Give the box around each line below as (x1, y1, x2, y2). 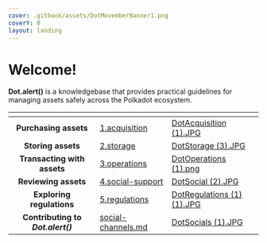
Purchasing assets (15, 122, 89, 133)
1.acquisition (99, 122, 149, 133)
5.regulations (99, 194, 149, 205)
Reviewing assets (17, 176, 87, 187)
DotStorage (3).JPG (171, 141, 246, 152)
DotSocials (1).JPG (171, 217, 244, 228)
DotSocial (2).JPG (171, 176, 239, 187)
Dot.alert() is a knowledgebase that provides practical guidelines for (8, 87, 233, 96)
